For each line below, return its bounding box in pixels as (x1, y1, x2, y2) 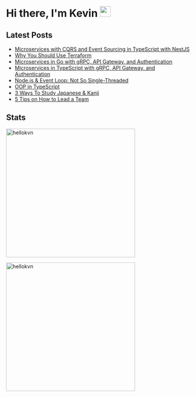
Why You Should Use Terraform (14, 52, 92, 59)
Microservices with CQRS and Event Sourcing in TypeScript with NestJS (14, 46, 190, 52)
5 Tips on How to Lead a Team (14, 96, 89, 102)
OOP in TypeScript (14, 83, 60, 90)
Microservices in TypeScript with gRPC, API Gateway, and (14, 65, 155, 71)
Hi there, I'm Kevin (6, 6, 98, 20)
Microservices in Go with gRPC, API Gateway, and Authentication (14, 58, 172, 65)
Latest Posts (6, 30, 53, 40)
